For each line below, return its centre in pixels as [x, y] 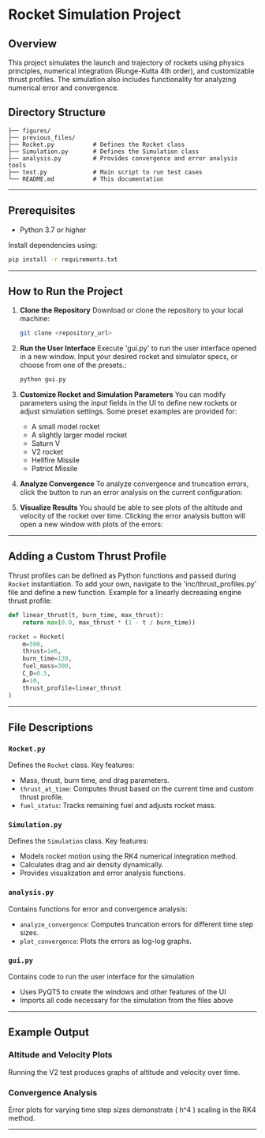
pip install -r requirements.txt [63, 259]
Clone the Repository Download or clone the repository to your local [131, 310]
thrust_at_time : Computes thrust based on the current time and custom [136, 789]
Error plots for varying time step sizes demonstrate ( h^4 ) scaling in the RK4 [132, 1110]
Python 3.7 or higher [53, 230]
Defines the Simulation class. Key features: [78, 841]
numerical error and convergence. [64, 88]
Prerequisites [42, 211]
